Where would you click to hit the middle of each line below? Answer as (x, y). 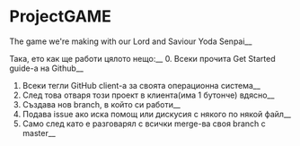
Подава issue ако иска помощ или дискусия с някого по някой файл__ (157, 114)
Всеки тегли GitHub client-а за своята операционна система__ (141, 85)
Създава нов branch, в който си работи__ (101, 104)
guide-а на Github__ (46, 68)
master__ (39, 133)
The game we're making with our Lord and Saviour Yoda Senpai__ (131, 41)
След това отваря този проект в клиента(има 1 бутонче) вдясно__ (148, 95)
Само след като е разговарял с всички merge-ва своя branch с (144, 124)
